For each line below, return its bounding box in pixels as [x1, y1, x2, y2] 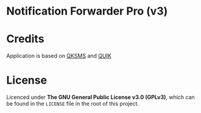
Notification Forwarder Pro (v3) [6, 4, 168, 18]
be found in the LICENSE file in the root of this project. [6, 100, 139, 108]
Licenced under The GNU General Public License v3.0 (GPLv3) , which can [6, 94, 195, 101]
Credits [6, 32, 44, 46]
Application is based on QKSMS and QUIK [6, 52, 111, 60]
